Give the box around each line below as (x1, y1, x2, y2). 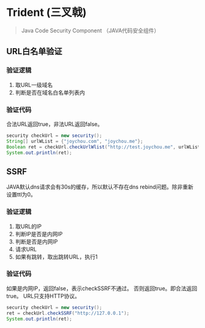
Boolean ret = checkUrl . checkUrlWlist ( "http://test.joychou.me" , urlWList (6, 144, 201, 150)
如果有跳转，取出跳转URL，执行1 (15, 253, 98, 260)
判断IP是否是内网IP (15, 230, 63, 237)
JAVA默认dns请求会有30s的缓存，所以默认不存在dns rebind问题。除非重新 (6, 183, 194, 190)
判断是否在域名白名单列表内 (15, 89, 85, 96)
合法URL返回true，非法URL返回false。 (6, 120, 103, 128)
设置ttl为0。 (6, 191, 37, 198)
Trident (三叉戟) (6, 5, 87, 19)
